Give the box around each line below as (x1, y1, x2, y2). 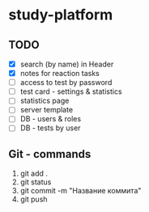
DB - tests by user (19, 123, 81, 133)
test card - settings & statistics (19, 87, 123, 96)
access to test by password (19, 78, 113, 87)
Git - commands (8, 147, 92, 161)
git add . (19, 168, 49, 179)
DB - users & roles (19, 114, 82, 124)
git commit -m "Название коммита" (19, 186, 142, 196)
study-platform (8, 6, 113, 24)
